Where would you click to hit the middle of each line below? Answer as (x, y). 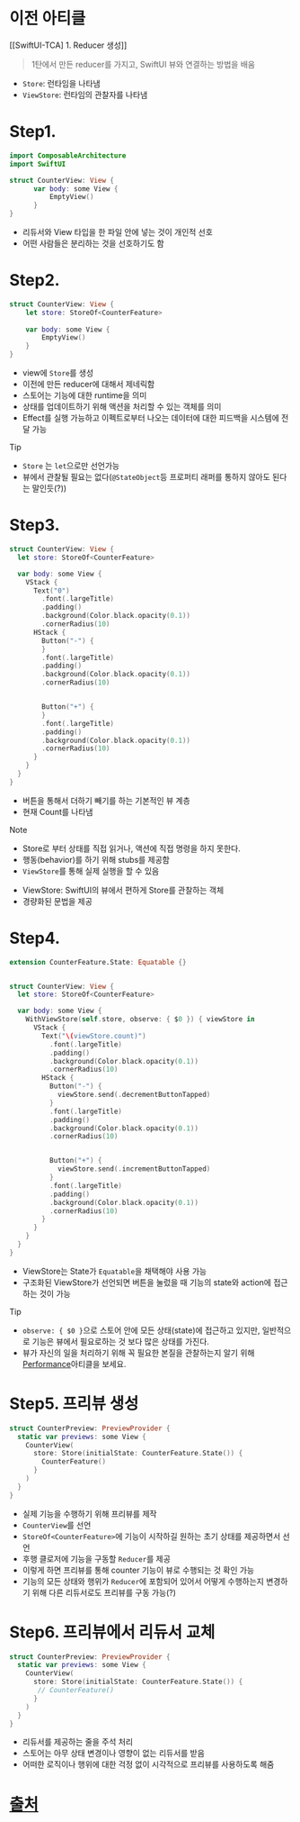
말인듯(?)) (49, 488)
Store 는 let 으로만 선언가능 (71, 466)
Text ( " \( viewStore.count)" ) (94, 1036)
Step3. (35, 526)
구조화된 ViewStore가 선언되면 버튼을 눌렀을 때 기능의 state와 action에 (147, 1282)
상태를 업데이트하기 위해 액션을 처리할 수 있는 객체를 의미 (122, 407)
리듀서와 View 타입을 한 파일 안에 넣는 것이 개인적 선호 (118, 232)
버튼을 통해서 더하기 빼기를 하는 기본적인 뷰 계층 (106, 800)
